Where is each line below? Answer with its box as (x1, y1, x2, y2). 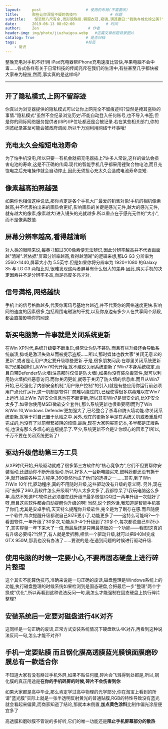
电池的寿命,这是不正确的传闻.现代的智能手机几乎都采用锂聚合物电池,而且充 (9, 161, 162, 167)
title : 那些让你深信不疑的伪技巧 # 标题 (5, 12, 122, 17)
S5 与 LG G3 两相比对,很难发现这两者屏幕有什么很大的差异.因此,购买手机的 (5, 265, 158, 271)
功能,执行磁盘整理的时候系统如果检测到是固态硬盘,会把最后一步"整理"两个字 (5, 583, 161, 590)
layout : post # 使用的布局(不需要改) (5, 7, 128, 12)
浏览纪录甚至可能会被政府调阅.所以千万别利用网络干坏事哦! (5, 125, 126, 131)
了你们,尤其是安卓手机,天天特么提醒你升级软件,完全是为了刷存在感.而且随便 (5, 506, 159, 512)
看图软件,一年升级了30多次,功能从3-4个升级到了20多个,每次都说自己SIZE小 (5, 519, 160, 525)
